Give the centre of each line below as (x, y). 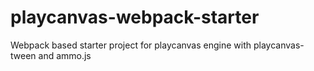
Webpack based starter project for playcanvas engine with (131, 45)
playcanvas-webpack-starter (135, 17)
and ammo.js (65, 55)
